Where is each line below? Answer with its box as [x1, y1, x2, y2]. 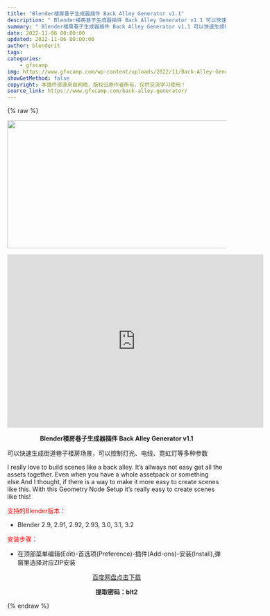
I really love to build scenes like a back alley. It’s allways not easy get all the [7, 463, 223, 472]
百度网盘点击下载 [92, 573, 141, 581]
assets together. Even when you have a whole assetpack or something [7, 470, 209, 479]
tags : [7, 49, 23, 56]
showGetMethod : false [7, 74, 70, 82]
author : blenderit [7, 42, 60, 49]
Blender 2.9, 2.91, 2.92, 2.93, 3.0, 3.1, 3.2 [17, 521, 134, 529]
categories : [7, 55, 42, 62]
